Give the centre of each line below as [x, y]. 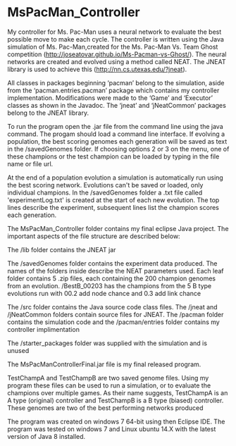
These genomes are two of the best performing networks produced [105, 408]
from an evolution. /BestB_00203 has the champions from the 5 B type [110, 285]
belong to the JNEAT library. [48, 113]
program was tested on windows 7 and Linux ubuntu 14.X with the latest [112, 429]
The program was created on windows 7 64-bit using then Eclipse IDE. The [116, 421]
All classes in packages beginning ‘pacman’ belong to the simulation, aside [116, 82]
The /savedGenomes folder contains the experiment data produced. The [112, 263]
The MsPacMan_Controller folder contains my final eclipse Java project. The [118, 228]
